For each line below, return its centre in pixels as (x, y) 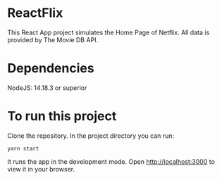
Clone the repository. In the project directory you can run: (91, 136)
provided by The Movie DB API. (53, 39)
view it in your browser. (41, 169)
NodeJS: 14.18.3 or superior (47, 88)
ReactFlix (35, 13)
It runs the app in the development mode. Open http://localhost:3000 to (111, 161)
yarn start (23, 148)
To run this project (62, 116)
